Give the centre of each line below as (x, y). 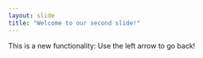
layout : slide (32, 15)
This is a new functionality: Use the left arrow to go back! (102, 45)
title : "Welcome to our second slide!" (74, 23)
